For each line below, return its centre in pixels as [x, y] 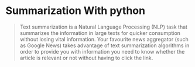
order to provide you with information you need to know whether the [102, 51]
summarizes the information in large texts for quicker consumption [100, 33]
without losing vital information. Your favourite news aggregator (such [104, 39]
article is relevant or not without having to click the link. [86, 58]
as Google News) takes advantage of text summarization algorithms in [105, 45]
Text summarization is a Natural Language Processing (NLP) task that [104, 27]
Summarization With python [76, 11]
